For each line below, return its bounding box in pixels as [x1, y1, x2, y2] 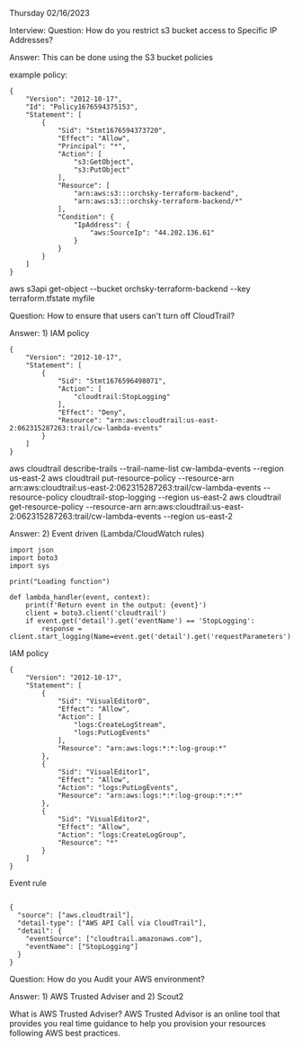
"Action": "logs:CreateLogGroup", [57, 830, 187, 839]
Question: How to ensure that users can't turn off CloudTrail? [9, 310, 235, 321]
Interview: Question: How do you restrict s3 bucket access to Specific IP [9, 25, 278, 35]
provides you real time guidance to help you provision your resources [9, 1018, 267, 1028]
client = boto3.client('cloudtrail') [25, 608, 167, 617]
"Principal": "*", [57, 142, 127, 151]
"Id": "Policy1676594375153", [25, 102, 139, 111]
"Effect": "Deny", [57, 408, 127, 417]
